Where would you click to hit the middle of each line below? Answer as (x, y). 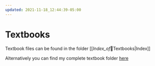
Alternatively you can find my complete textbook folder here (67, 58)
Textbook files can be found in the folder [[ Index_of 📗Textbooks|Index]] (78, 48)
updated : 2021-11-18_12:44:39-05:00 (43, 10)
